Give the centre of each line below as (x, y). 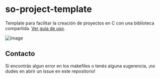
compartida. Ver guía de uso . (35, 28)
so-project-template (49, 9)
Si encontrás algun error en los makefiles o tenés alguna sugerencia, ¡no (80, 65)
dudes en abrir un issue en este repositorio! (50, 71)
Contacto (20, 54)
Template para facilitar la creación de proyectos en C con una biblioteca (80, 23)
